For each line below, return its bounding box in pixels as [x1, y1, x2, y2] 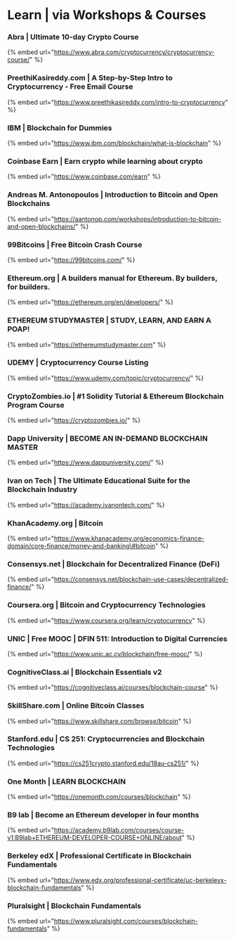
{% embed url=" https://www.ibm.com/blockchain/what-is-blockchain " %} [7, 139, 221, 148]
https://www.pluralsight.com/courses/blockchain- [53, 917, 198, 926]
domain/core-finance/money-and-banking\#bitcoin [7, 542, 156, 550]
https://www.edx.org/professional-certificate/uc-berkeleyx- [53, 876, 227, 884]
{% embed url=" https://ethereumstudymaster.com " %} [7, 340, 166, 349]
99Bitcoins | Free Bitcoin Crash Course [7, 240, 143, 250]
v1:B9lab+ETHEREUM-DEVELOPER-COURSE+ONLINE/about [7, 834, 182, 842]
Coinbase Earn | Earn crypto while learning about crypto [7, 157, 204, 166]
